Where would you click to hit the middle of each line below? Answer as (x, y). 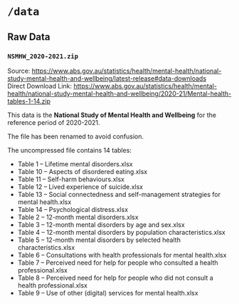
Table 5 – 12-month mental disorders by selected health (99, 240)
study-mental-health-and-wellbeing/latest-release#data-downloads (107, 78)
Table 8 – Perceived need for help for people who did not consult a (115, 278)
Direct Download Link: (40, 86)
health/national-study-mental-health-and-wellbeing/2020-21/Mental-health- (119, 93)
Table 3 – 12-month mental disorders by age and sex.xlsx (101, 224)
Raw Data (29, 37)
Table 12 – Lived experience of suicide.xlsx (80, 186)
